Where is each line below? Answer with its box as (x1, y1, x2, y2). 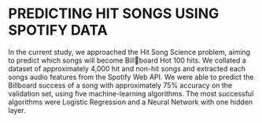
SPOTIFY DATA (8, 21, 108, 39)
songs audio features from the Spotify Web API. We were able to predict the (8, 72, 254, 81)
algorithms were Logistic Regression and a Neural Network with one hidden (8, 97, 253, 107)
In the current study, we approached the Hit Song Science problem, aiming (8, 47, 250, 56)
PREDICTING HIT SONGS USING (8, 5, 220, 23)
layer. (8, 105, 26, 114)
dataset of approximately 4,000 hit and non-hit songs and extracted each (8, 63, 246, 73)
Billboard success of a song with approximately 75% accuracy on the (8, 80, 233, 90)
